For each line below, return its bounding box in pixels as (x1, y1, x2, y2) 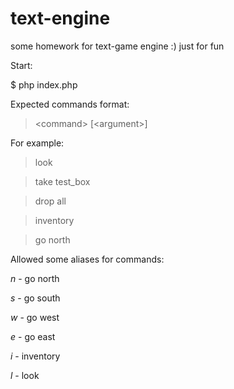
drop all (34, 195, 67, 207)
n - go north (10, 272, 60, 284)
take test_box (34, 175, 91, 187)
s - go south (10, 292, 61, 304)
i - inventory (10, 350, 61, 362)
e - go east (10, 330, 56, 342)
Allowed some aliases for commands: (10, 253, 165, 265)
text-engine (10, 7, 111, 30)
